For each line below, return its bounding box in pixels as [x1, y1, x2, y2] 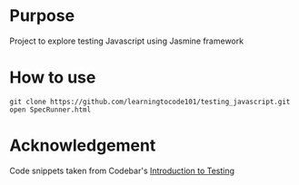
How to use [9, 67, 96, 88]
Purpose [9, 5, 75, 26]
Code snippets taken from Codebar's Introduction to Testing [9, 165, 234, 176]
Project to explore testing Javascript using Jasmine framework [9, 35, 244, 46]
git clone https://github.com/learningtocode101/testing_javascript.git [9, 97, 291, 106]
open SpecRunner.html [9, 105, 92, 114]
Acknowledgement [9, 135, 156, 156]
